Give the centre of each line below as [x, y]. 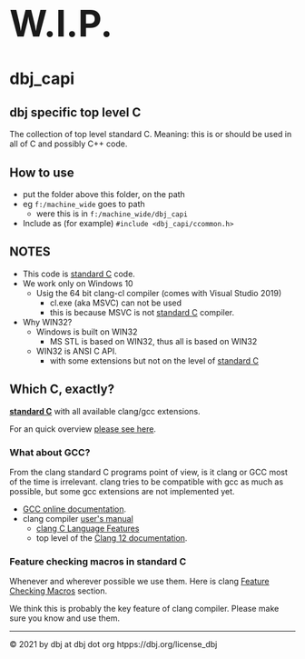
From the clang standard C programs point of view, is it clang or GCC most [149, 473]
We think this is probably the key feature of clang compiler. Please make [144, 609]
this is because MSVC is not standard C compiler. [142, 312]
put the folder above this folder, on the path [104, 195]
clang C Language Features [88, 529]
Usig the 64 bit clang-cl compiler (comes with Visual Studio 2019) [159, 293]
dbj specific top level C [75, 112]
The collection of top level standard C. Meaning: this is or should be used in [151, 135]
